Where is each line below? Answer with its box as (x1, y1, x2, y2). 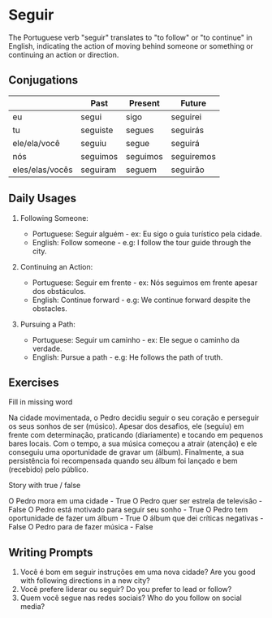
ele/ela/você (12, 137, 60, 149)
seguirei (171, 111, 202, 123)
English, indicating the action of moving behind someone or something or (8, 41, 254, 50)
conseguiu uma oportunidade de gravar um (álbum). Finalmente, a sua (8, 447, 244, 457)
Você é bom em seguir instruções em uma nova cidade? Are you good (19, 567, 256, 577)
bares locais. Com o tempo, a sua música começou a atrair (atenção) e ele (8, 439, 257, 448)
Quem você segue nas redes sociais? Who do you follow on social (19, 593, 242, 603)
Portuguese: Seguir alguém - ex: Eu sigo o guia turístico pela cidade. (32, 229, 262, 239)
